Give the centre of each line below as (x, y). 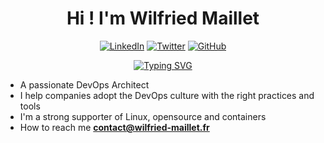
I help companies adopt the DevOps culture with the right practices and (167, 95)
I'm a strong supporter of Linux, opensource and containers (143, 116)
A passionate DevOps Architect (84, 84)
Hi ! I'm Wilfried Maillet (163, 18)
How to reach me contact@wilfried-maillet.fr (114, 127)
